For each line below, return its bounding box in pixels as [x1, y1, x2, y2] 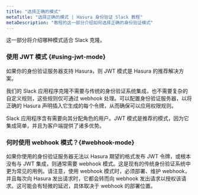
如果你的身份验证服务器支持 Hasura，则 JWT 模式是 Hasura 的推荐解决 [6, 67, 179, 74]
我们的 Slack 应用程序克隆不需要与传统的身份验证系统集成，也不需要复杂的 [6, 87, 188, 95]
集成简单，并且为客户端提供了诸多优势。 [6, 122, 105, 129]
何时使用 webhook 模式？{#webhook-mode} [6, 138, 135, 147]
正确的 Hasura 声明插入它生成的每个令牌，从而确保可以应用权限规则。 [6, 102, 177, 109]
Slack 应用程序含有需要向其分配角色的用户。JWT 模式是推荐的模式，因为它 [6, 115, 189, 122]
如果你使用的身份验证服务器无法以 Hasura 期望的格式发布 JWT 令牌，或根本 [6, 152, 191, 160]
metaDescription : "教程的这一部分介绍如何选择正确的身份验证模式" [6, 19, 154, 25]
